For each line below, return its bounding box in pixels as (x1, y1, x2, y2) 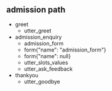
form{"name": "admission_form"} (23, 46, 107, 53)
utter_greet (23, 27, 52, 34)
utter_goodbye (23, 78, 60, 85)
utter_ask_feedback (23, 65, 73, 72)
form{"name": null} (23, 52, 71, 59)
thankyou (14, 71, 39, 78)
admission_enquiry (14, 33, 62, 41)
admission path (6, 5, 66, 15)
